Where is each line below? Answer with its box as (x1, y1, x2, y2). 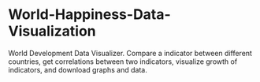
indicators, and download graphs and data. (8, 65, 147, 74)
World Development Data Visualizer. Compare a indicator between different (8, 48, 252, 58)
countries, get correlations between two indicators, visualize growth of (8, 57, 238, 66)
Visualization (8, 22, 96, 40)
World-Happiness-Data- (8, 6, 171, 24)
